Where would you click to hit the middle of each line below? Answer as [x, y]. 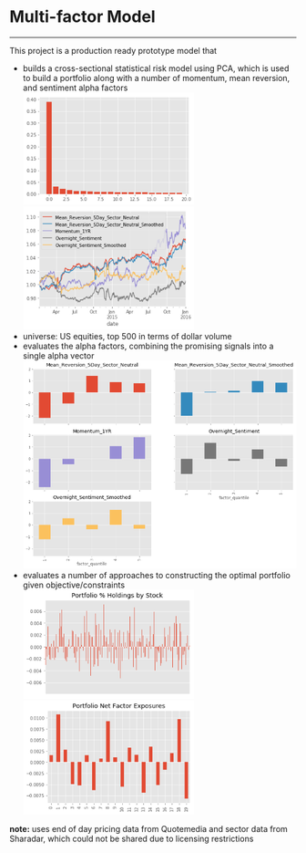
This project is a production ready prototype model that [113, 50]
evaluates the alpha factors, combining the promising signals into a [148, 346]
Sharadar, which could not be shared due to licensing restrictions [132, 839]
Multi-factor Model [83, 17]
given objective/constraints [74, 585]
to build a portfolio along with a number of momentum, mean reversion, [156, 78]
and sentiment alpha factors [75, 88]
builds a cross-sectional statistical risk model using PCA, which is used [156, 68]
